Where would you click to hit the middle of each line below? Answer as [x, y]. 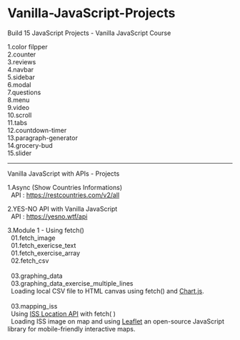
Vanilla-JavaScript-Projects [91, 13]
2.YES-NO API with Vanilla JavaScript [62, 209]
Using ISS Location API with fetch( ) [63, 314]
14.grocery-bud [30, 145]
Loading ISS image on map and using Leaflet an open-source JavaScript [117, 321]
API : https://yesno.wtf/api [49, 216]
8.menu [19, 100]
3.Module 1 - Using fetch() [46, 230]
